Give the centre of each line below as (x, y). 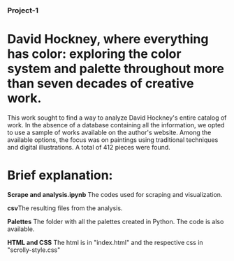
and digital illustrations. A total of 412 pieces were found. (89, 147)
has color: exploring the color (94, 54)
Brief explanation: (60, 175)
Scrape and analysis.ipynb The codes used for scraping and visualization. (115, 194)
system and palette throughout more (116, 69)
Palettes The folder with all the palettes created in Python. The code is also (116, 221)
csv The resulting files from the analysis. (65, 208)
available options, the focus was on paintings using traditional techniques (113, 140)
